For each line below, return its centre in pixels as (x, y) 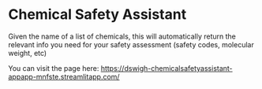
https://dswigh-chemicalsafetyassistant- (167, 68)
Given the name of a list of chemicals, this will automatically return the (122, 36)
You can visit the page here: (54, 68)
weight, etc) (28, 53)
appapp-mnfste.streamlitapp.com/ (64, 76)
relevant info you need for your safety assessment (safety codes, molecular (131, 44)
